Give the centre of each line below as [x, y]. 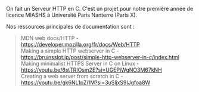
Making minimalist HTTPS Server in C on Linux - [80, 63]
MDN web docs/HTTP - [50, 38]
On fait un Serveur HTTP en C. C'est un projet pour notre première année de [100, 9]
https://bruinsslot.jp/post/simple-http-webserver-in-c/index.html [100, 57]
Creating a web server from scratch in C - [72, 76]
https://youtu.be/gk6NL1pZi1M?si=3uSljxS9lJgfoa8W [85, 82]
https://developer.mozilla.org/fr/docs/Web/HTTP [80, 45]
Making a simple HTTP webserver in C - [70, 51]
